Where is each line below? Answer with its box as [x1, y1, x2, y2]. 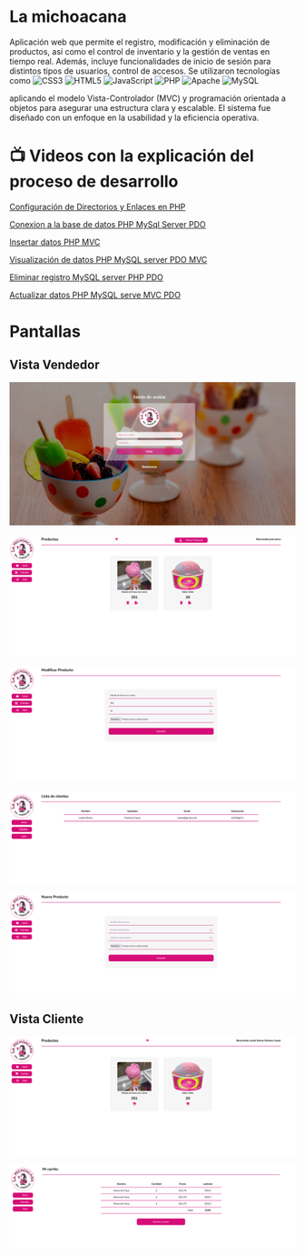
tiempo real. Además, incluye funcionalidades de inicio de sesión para [9, 55, 271, 66]
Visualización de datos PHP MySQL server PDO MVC [9, 254, 208, 265]
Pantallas [9, 321, 82, 342]
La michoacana [9, 6, 127, 27]
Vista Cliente [9, 1011, 84, 1027]
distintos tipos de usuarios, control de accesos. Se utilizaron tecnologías [9, 65, 280, 76]
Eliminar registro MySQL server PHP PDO [9, 271, 163, 283]
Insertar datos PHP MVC [9, 236, 101, 247]
